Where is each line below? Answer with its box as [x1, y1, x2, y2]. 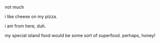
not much [4, 4, 24, 10]
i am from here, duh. [4, 23, 46, 29]
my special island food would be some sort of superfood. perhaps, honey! [4, 33, 156, 38]
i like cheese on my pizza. [4, 14, 57, 19]
